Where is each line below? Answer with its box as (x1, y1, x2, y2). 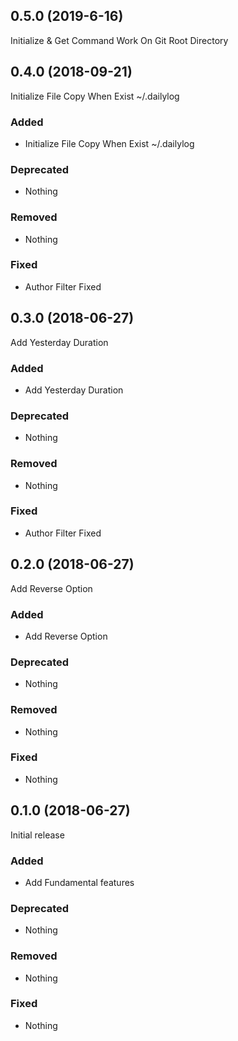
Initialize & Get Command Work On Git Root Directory (10, 34, 229, 46)
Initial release (10, 829, 65, 841)
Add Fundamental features (24, 876, 135, 888)
